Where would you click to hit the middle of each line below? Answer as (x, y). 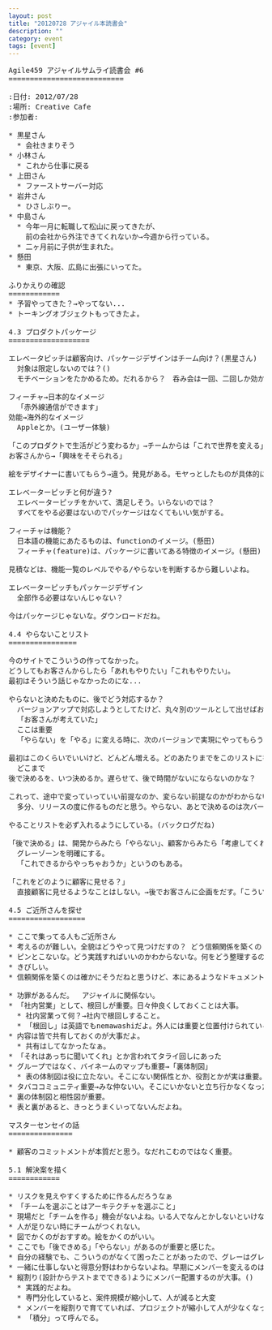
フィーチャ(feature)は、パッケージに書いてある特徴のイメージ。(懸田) (139, 551)
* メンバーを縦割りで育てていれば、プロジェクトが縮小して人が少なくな (138, 1308)
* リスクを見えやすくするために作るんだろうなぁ (91, 1197)
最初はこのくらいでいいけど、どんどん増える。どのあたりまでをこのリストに (136, 758)
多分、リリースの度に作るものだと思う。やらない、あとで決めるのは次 (133, 807)
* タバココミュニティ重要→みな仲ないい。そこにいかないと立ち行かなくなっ (135, 1087)
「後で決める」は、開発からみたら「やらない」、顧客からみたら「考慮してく (134, 844)
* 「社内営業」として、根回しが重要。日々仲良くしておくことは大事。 (125, 1006)
